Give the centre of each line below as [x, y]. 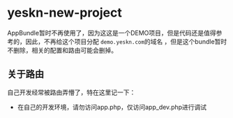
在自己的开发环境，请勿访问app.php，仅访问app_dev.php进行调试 [112, 107]
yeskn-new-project [65, 13]
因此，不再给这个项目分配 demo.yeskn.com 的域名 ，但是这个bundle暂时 [126, 41]
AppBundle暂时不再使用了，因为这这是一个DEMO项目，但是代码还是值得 [112, 33]
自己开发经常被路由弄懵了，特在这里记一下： [72, 92]
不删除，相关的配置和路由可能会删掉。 [62, 50]
